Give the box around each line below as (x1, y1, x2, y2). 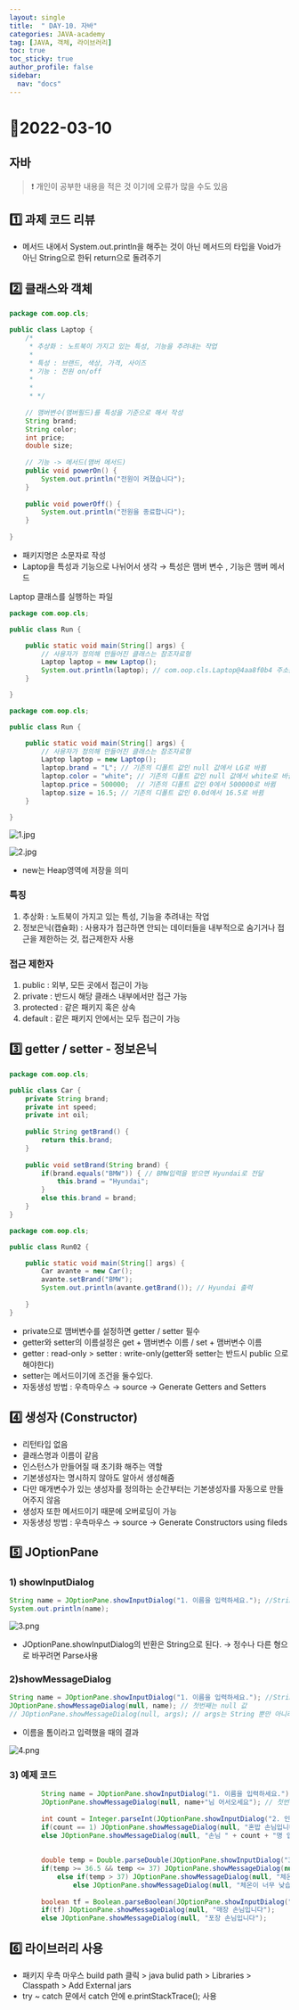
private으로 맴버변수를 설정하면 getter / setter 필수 (21, 1325, 200, 1336)
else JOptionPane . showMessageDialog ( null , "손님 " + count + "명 (41, 1831, 283, 1840)
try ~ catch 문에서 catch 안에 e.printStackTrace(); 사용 (21, 1990, 217, 2001)
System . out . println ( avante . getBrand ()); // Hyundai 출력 (41, 1283, 254, 1293)
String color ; (25, 424, 77, 433)
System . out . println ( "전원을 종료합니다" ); (41, 507, 186, 517)
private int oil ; (25, 1111, 90, 1120)
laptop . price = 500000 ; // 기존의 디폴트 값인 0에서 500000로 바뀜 (41, 780, 276, 789)
